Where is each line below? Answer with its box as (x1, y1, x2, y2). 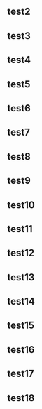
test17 (7, 368, 34, 380)
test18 (7, 392, 35, 404)
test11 (7, 223, 33, 235)
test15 (7, 320, 35, 332)
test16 (7, 344, 35, 356)
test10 (7, 199, 35, 211)
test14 (7, 295, 35, 307)
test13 (7, 271, 35, 283)
